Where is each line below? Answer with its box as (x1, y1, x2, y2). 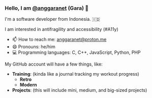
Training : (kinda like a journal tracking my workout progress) (12, 71, 139, 77)
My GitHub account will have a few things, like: (5, 61, 103, 68)
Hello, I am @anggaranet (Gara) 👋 (5, 5, 89, 12)
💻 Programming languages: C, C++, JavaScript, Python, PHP (12, 49, 141, 55)
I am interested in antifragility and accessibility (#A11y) (5, 26, 118, 32)
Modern (19, 82, 37, 88)
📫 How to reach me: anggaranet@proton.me (12, 37, 107, 43)
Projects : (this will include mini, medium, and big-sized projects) (12, 87, 147, 93)
